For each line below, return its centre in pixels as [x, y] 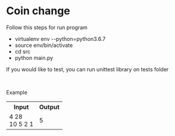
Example [17, 92]
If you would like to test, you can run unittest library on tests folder [87, 69]
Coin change [38, 11]
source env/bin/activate [44, 45]
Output [49, 107]
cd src [23, 51]
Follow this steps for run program [47, 27]
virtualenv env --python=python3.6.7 [60, 39]
